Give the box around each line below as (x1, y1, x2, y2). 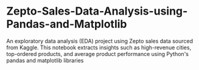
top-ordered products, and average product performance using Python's (6, 50, 189, 57)
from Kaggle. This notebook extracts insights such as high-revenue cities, (6, 44, 192, 51)
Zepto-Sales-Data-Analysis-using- (6, 4, 188, 18)
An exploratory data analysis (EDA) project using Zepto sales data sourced (6, 37, 194, 44)
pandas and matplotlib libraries (6, 57, 84, 64)
